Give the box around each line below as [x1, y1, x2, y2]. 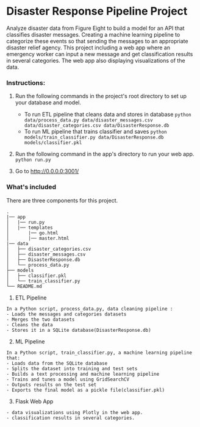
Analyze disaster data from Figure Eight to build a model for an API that [6, 24, 185, 32]
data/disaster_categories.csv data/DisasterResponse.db [24, 123, 170, 129]
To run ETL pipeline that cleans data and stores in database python [24, 111, 192, 118]
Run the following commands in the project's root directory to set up [15, 93, 187, 100]
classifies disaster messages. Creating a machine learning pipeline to [6, 30, 180, 38]
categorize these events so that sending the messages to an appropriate [6, 37, 188, 45]
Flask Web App [15, 398, 54, 405]
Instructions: [6, 78, 46, 87]
